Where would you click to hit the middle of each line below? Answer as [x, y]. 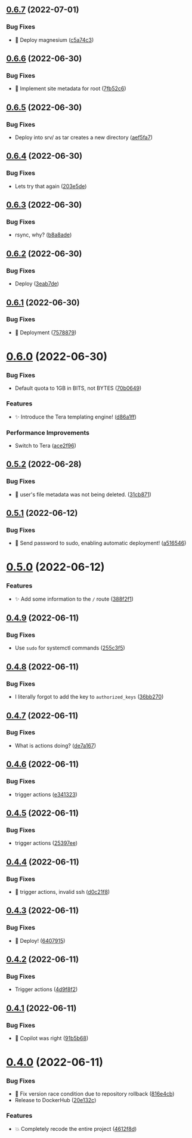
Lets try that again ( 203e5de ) [51, 186]
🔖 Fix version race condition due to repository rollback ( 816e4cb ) [95, 1094]
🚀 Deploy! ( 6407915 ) [40, 940]
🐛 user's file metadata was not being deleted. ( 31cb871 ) [83, 494]
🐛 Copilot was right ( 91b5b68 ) [52, 1038]
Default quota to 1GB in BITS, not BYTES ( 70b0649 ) [78, 388]
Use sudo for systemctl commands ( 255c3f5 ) [70, 648]
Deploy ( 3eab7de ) [37, 284]
